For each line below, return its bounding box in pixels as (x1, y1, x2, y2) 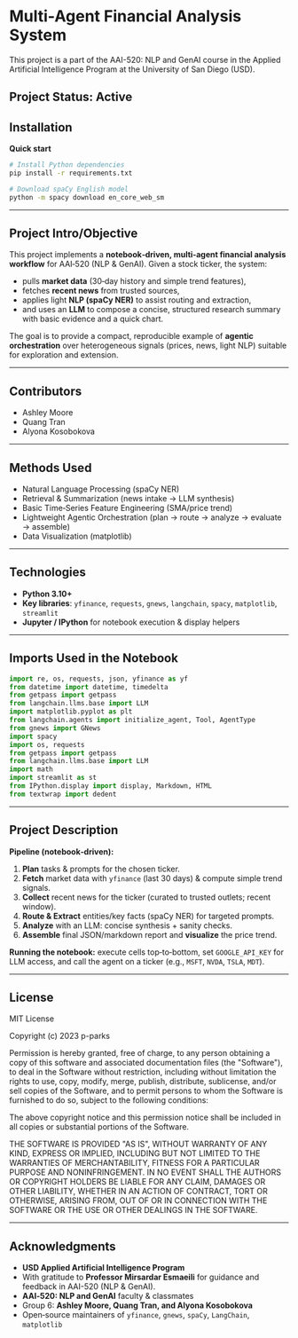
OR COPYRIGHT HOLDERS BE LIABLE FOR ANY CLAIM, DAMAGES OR (9, 1177, 266, 1187)
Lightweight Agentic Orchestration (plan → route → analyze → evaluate (21, 512, 282, 523)
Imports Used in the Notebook (9, 650, 179, 666)
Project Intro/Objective (9, 226, 138, 241)
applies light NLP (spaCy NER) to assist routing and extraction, (21, 295, 252, 305)
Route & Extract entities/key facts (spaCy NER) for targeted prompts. (21, 910, 275, 921)
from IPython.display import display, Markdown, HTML (9, 782, 213, 791)
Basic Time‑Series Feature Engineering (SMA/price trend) (21, 503, 233, 514)
